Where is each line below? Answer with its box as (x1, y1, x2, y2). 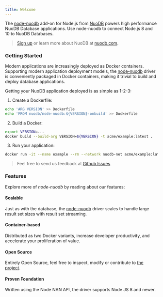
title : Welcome (5, 7, 36, 12)
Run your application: (12, 142, 55, 148)
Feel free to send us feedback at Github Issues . (16, 161, 112, 167)
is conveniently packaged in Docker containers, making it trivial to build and (5, 73, 157, 79)
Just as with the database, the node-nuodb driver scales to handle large (5, 205, 149, 211)
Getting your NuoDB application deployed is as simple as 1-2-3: (5, 88, 132, 94)
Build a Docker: (12, 120, 43, 126)
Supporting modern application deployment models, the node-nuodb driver (5, 68, 156, 74)
